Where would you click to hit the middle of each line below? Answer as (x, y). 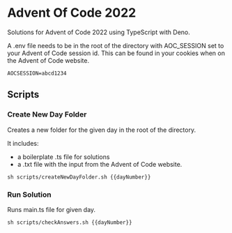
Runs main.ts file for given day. (52, 209)
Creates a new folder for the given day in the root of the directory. (102, 130)
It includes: (23, 143)
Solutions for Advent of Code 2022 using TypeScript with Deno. (99, 32)
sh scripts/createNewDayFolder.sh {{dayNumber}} (79, 177)
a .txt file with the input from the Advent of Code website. (100, 164)
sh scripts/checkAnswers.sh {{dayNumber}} (70, 222)
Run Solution (29, 195)
